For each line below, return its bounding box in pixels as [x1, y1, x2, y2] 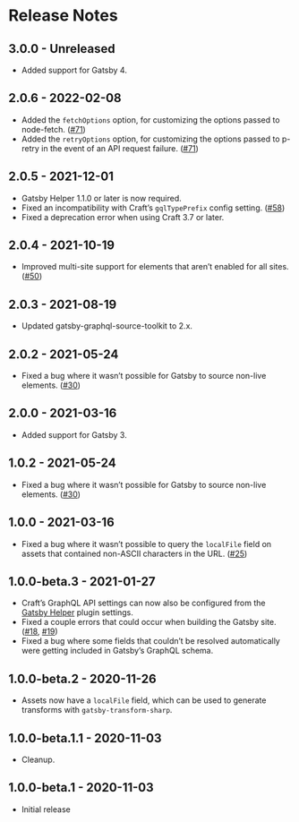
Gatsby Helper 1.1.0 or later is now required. [21, 193, 183, 203]
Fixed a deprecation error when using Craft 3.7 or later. [21, 211, 225, 222]
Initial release [21, 803, 71, 815]
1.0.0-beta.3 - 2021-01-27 [8, 574, 156, 589]
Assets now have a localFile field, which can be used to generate [21, 695, 267, 706]
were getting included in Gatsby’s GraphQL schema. [21, 646, 214, 656]
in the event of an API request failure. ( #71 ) [40, 142, 199, 153]
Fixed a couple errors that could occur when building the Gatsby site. [21, 617, 277, 628]
